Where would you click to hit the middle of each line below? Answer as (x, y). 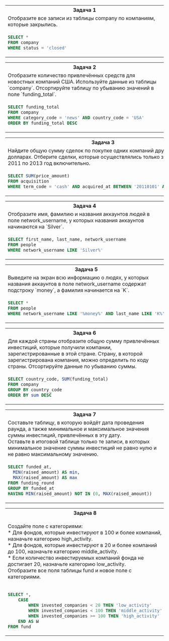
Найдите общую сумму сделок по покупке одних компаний (81, 150)
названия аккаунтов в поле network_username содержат (77, 284)
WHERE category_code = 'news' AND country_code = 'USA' (76, 118)
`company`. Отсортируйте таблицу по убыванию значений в (81, 88)
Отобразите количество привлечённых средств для (71, 75)
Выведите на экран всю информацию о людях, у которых (78, 278)
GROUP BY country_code (35, 390)
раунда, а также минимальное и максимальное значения (78, 429)
